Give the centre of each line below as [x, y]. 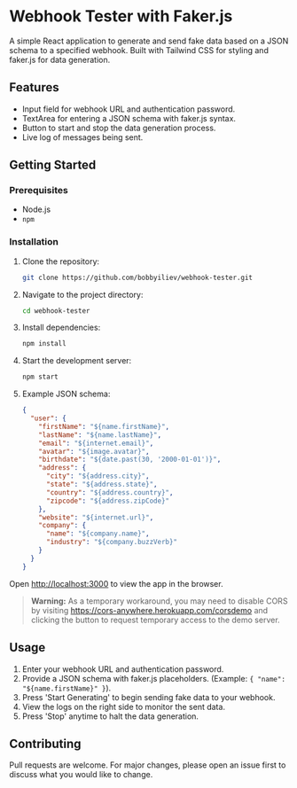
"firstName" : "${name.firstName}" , [104, 426]
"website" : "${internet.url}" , [96, 517]
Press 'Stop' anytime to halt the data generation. [110, 716]
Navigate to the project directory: [82, 294]
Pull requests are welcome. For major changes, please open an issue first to [148, 765]
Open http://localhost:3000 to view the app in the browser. [116, 583]
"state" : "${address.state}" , [102, 485]
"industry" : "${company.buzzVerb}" [112, 542]
